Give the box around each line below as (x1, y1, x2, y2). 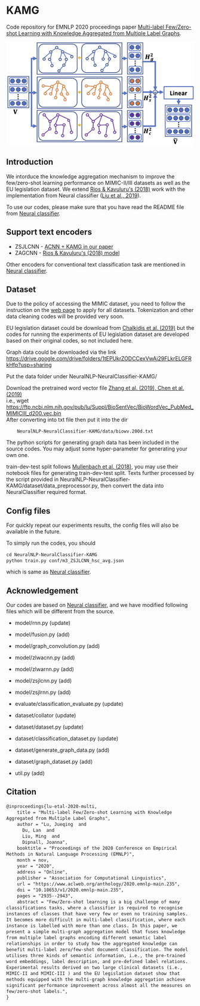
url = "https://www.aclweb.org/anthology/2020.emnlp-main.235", (17, 881, 180, 887)
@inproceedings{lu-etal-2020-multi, (6, 803, 97, 809)
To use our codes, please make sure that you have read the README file (6, 203, 184, 211)
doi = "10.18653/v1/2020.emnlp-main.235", (17, 887, 124, 893)
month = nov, (17, 857, 50, 863)
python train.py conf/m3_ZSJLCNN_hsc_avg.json (6, 558, 124, 564)
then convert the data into (100, 482, 164, 489)
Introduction (6, 157, 54, 167)
